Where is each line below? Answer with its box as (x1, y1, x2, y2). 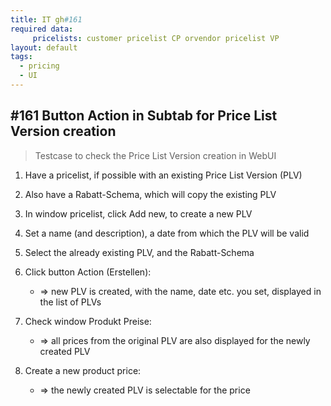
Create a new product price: (24, 364, 142, 376)
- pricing (19, 61, 60, 71)
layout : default (10, 42, 78, 53)
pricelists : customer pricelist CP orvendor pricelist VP (32, 33, 280, 43)
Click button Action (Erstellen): (24, 266, 152, 278)
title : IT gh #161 (10, 14, 83, 25)
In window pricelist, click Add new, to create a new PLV (24, 207, 253, 220)
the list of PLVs (39, 296, 102, 308)
